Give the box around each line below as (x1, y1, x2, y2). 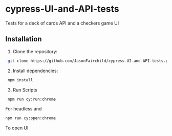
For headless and (5, 106, 42, 112)
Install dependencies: (12, 67, 58, 74)
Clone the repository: (12, 48, 58, 54)
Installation (5, 35, 42, 43)
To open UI (5, 125, 29, 131)
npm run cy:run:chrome (7, 97, 56, 102)
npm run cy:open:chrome (5, 116, 56, 121)
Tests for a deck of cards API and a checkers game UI (5, 20, 119, 26)
